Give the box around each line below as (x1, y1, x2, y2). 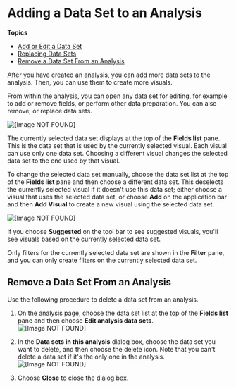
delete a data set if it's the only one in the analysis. (17, 352, 166, 361)
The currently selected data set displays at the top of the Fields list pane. (7, 134, 221, 142)
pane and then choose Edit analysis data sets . (17, 316, 154, 325)
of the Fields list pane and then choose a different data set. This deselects (7, 178, 224, 186)
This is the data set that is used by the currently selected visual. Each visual (7, 141, 228, 149)
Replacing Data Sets (17, 49, 77, 58)
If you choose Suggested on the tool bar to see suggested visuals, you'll (7, 227, 218, 235)
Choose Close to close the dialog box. (17, 373, 129, 382)
